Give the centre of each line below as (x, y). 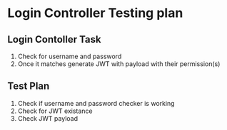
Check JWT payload (48, 118)
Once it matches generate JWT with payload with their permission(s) (119, 64)
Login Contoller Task (54, 39)
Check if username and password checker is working (96, 103)
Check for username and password (70, 56)
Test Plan (29, 86)
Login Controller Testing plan (95, 13)
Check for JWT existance (55, 111)
